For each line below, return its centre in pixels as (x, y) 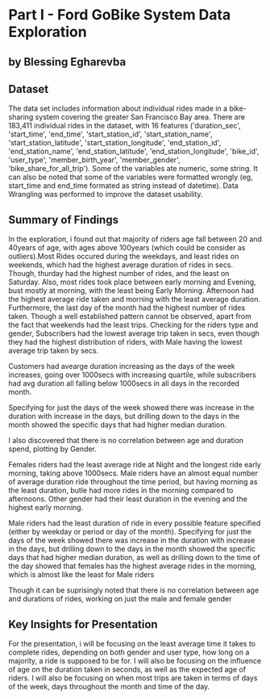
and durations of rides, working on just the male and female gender (120, 599)
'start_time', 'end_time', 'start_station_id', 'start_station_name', (110, 134)
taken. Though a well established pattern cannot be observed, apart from (130, 316)
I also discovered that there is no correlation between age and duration (126, 441)
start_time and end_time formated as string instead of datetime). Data (124, 186)
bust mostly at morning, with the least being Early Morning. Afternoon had (131, 291)
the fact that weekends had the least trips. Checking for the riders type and (133, 325)
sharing (21, 117)
